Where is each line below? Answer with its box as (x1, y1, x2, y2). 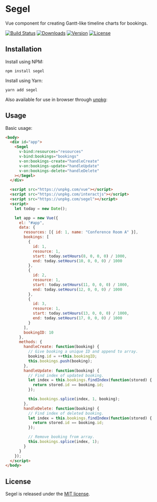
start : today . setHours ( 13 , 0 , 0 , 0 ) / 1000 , (32, 311, 129, 316)
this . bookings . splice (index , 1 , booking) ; (28, 396, 120, 402)
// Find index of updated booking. (28, 373, 104, 378)
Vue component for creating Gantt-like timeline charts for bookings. (5, 20, 148, 26)
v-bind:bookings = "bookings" (18, 154, 79, 159)
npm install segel (5, 68, 44, 73)
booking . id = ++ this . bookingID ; (28, 354, 97, 359)
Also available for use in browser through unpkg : (5, 96, 107, 103)
